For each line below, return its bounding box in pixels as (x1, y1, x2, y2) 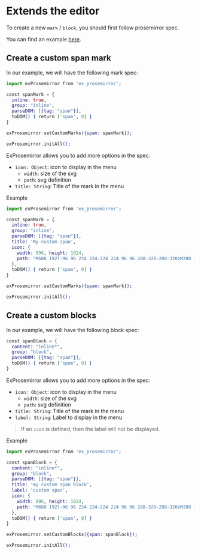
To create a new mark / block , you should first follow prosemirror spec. (6, 24, 179, 31)
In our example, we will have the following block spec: (6, 326, 139, 333)
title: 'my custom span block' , (11, 481, 93, 488)
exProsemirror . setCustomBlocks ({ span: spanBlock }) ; (6, 532, 138, 538)
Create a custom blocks (6, 311, 97, 321)
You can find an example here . (6, 35, 82, 43)
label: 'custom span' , (11, 487, 68, 493)
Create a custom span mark (6, 53, 112, 64)
